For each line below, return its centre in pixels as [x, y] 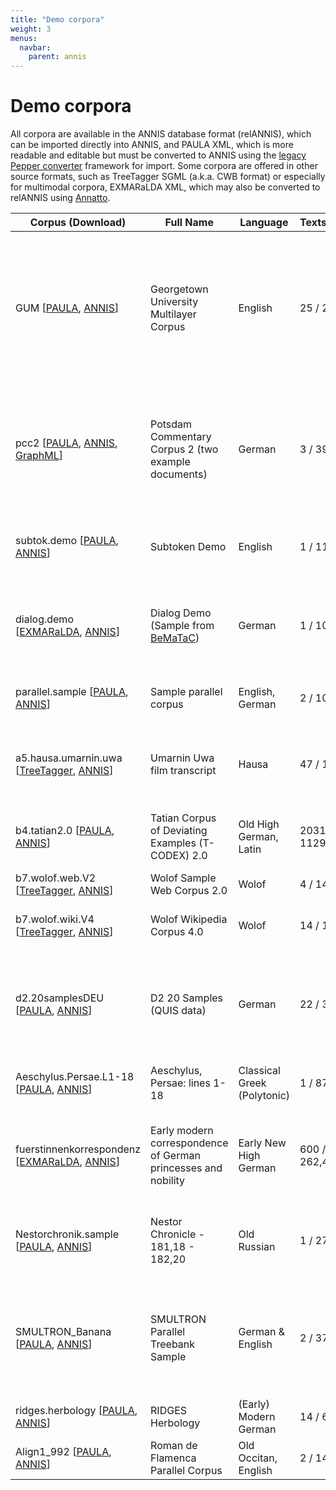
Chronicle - [177, 1234]
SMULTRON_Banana [63, 1332]
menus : [24, 38]
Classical [259, 1071]
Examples [173, 843]
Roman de [174, 1446]
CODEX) [170, 856]
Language [264, 223]
